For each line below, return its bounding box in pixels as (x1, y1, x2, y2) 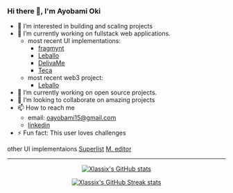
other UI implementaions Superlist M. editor (7, 145, 132, 153)
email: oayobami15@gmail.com (27, 114, 116, 122)
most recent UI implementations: (27, 37, 121, 45)
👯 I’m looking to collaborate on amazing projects (17, 96, 155, 104)
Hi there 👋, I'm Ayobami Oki (7, 6, 101, 16)
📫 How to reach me (17, 103, 75, 112)
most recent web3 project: (27, 74, 104, 82)
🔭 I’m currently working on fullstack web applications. (17, 29, 171, 37)
